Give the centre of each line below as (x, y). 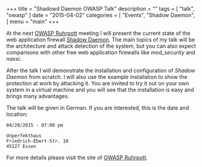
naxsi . (14, 59)
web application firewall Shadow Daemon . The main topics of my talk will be (101, 39)
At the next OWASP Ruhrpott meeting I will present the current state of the (99, 33)
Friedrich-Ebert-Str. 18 (37, 141)
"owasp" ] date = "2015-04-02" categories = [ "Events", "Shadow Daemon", (101, 15)
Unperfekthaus (24, 136)
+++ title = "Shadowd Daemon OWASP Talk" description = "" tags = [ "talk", (100, 9)
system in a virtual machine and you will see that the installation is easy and (100, 90)
